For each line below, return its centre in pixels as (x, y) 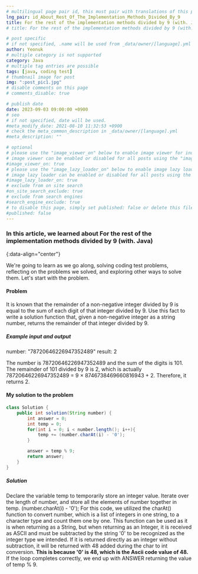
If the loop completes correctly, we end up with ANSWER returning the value (99, 558)
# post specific (26, 39)
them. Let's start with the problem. (48, 278)
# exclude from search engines (44, 197)
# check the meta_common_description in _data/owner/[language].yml (92, 131)
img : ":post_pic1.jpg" (34, 82)
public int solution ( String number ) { (64, 413)
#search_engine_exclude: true (43, 202)
